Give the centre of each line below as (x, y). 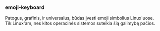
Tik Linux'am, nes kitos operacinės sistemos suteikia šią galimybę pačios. (80, 23)
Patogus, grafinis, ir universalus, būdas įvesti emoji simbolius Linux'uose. (80, 18)
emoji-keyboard (25, 7)
